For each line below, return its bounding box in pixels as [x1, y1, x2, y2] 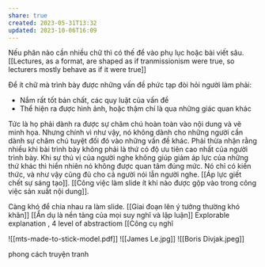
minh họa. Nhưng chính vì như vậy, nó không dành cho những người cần [8, 128, 244, 137]
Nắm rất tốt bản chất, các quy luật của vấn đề [19, 96, 169, 105]
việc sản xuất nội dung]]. [8, 187, 89, 196]
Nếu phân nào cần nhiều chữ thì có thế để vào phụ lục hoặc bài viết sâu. [8, 48, 244, 58]
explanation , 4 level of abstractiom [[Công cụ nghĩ [8, 219, 174, 228]
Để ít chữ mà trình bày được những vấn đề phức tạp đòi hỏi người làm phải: [8, 80, 252, 90]
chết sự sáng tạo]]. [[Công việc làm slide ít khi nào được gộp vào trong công [8, 178, 257, 188]
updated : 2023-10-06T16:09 [8, 26, 97, 34]
